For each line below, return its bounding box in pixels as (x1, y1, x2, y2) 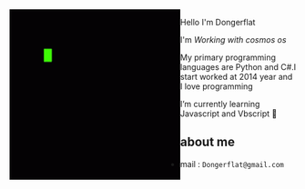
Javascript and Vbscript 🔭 (180, 108, 278, 119)
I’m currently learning (180, 99, 260, 109)
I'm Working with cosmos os (180, 35, 287, 45)
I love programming (180, 81, 253, 92)
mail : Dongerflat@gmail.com (180, 158, 285, 169)
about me (180, 134, 235, 150)
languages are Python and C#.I (180, 62, 297, 72)
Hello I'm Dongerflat (180, 17, 256, 27)
